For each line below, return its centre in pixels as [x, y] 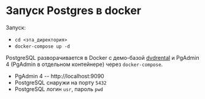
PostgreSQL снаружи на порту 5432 [60, 82]
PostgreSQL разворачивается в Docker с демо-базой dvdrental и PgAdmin [102, 57]
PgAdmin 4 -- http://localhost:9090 [60, 76]
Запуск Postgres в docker [74, 11]
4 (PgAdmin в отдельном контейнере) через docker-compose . [84, 64]
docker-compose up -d [42, 46]
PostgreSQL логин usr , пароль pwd [59, 89]
